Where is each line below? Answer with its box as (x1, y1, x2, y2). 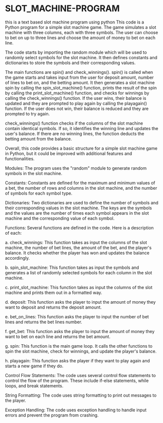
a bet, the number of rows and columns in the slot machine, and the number (5, 185, 157, 191)
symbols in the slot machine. (5, 170, 62, 176)
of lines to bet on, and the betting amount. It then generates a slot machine (5, 79, 155, 86)
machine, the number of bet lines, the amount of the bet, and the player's (5, 245, 152, 250)
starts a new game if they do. (5, 363, 64, 369)
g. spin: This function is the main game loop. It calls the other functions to (5, 343, 153, 349)
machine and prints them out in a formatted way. (5, 289, 102, 295)
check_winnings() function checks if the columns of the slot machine (5, 120, 144, 126)
